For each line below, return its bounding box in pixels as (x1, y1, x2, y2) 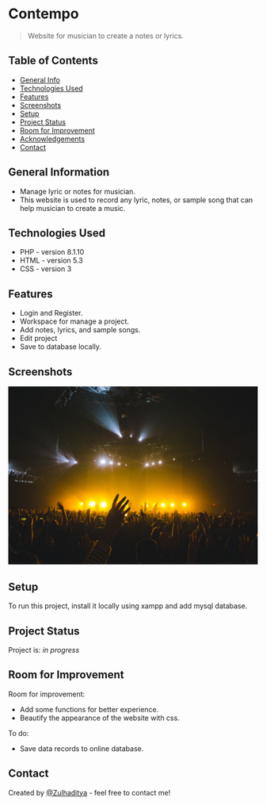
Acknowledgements (19, 134, 85, 144)
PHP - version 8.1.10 (19, 247, 85, 257)
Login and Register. (19, 309, 83, 318)
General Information (8, 166, 110, 179)
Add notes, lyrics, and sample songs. (19, 325, 141, 335)
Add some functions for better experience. (19, 704, 159, 714)
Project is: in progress (8, 645, 80, 654)
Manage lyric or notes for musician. (19, 186, 136, 196)
